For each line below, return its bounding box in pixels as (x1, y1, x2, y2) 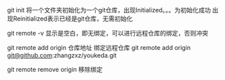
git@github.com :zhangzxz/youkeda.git (7, 51, 117, 59)
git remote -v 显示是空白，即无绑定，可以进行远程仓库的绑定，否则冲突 (7, 29, 208, 37)
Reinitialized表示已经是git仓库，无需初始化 (12, 14, 133, 23)
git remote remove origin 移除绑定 (7, 66, 103, 73)
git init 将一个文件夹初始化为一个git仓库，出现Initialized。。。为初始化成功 (7, 6, 211, 14)
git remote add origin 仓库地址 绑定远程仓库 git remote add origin (7, 44, 191, 51)
